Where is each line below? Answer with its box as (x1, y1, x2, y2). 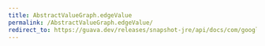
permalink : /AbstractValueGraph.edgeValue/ (8, 19, 154, 27)
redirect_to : (8, 26, 51, 34)
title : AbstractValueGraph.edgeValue (8, 11, 132, 19)
